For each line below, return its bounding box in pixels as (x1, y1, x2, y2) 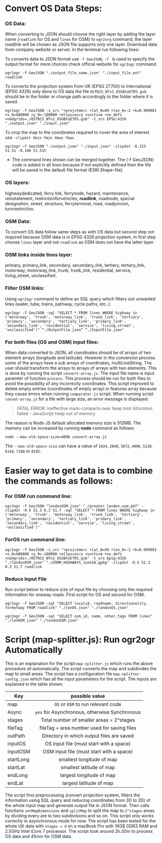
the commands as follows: (5, 476, 113, 487)
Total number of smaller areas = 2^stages (41, 716, 135, 723)
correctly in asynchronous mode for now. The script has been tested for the (5, 818, 156, 824)
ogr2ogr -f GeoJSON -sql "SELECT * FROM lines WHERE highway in (5, 310, 137, 315)
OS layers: (5, 179, 30, 186)
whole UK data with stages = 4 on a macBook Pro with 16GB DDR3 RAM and (5, 823, 158, 829)
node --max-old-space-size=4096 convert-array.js (5, 434, 107, 439)
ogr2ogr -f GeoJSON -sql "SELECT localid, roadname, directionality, (5, 601, 148, 606)
